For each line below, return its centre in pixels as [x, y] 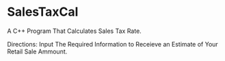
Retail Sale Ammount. [37, 51]
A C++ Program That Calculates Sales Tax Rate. [74, 31]
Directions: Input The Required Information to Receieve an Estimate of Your [113, 44]
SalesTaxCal [43, 12]
